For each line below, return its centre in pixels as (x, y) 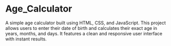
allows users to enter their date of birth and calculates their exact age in (81, 28)
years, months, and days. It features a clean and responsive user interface (84, 33)
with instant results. (26, 39)
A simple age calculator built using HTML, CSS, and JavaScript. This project (85, 23)
